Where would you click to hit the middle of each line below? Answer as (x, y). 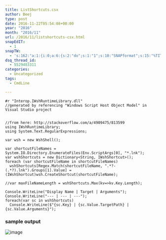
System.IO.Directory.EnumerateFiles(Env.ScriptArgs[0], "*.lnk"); (75, 153)
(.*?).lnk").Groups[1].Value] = (38, 170)
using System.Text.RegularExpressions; (46, 131)
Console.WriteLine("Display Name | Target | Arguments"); (66, 192)
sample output (23, 221)
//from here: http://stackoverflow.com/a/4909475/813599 (65, 122)
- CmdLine (20, 83)
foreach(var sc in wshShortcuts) (40, 200)
